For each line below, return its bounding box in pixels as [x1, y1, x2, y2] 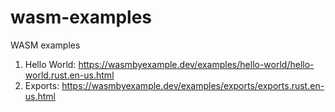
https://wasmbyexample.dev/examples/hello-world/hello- [78, 58, 315, 70]
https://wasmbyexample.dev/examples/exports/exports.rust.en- [61, 79, 325, 91]
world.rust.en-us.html [24, 69, 115, 81]
